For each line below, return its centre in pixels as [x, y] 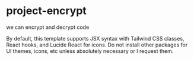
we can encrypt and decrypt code [48, 27]
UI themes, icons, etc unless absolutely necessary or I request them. [90, 51]
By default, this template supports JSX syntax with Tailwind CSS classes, [95, 38]
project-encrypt [47, 11]
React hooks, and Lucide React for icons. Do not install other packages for [97, 45]
